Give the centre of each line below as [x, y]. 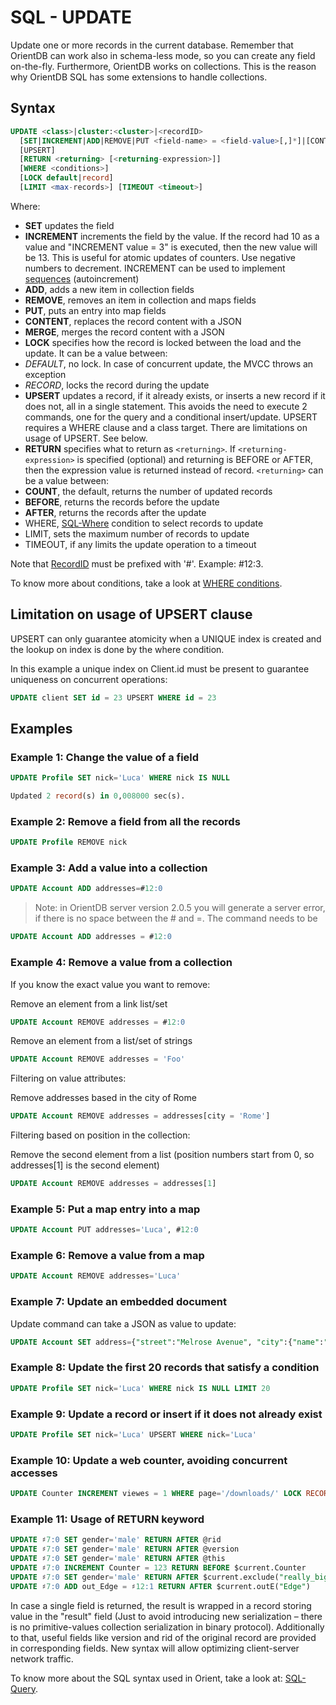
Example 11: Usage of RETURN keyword [107, 1519]
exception [45, 374]
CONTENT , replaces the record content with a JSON [133, 321]
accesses [34, 1473]
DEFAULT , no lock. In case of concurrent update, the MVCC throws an [169, 363]
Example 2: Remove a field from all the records [125, 821]
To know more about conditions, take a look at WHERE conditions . [146, 583]
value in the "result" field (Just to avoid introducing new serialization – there [166, 1616]
